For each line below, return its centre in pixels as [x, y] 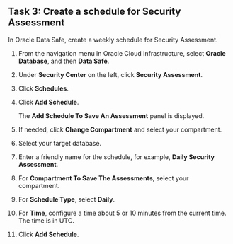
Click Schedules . [44, 88]
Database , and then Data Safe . [64, 61]
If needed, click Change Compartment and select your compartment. [120, 129]
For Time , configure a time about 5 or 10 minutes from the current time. [122, 213]
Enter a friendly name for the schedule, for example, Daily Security [116, 157]
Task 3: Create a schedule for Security [95, 12]
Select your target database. [60, 143]
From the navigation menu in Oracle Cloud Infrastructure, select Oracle [122, 53]
